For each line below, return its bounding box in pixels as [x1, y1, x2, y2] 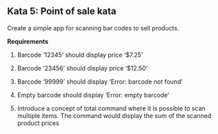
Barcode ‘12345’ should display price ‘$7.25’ [17, 50, 143, 59]
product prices [17, 119, 60, 127]
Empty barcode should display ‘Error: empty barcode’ [17, 90, 170, 99]
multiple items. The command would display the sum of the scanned [17, 111, 212, 119]
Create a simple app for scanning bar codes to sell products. [7, 23, 179, 32]
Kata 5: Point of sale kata [7, 6, 117, 17]
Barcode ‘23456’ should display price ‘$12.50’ [17, 64, 148, 72]
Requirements [7, 37, 49, 46]
